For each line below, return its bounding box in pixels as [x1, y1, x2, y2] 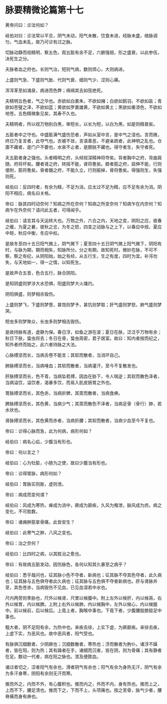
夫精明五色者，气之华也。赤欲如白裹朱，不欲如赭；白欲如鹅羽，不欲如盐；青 [5, 98, 162, 104]
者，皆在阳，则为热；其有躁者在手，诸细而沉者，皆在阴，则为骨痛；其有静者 [5, 647, 162, 653]
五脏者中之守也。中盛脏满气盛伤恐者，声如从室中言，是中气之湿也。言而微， [5, 132, 162, 138]
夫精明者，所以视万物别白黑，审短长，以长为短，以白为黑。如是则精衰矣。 [5, 121, 158, 127]
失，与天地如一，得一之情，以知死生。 [5, 259, 83, 265]
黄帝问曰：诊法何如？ [5, 22, 49, 28]
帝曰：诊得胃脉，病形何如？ [5, 470, 62, 476]
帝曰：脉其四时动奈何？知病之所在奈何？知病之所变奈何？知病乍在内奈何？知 [5, 200, 162, 207]
